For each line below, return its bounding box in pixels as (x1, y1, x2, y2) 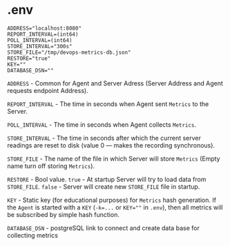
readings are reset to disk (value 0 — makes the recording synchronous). (7, 141, 215, 150)
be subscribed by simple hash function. (7, 210, 119, 218)
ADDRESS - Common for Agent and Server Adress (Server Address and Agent (7, 79, 223, 88)
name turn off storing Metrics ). (7, 161, 95, 170)
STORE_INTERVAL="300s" (7, 43, 73, 50)
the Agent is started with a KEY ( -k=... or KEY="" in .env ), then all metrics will (7, 203, 223, 212)
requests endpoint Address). (7, 86, 88, 94)
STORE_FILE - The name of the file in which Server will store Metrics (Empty (7, 154, 220, 163)
